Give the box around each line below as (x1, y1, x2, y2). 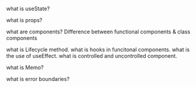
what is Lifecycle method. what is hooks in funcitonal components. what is (6, 46, 190, 53)
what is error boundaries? (6, 76, 70, 82)
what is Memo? (6, 64, 44, 71)
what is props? (6, 17, 43, 23)
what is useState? (6, 5, 50, 12)
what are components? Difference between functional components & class (6, 28, 191, 35)
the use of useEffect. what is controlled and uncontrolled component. (6, 52, 177, 59)
